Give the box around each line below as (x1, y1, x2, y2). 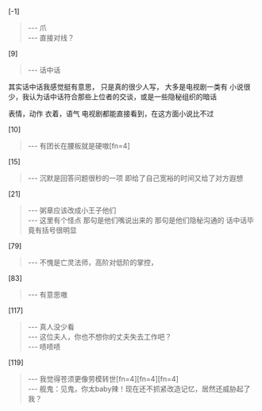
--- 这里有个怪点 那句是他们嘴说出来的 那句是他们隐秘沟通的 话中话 (27, 216, 248, 225)
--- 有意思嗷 (27, 290, 68, 299)
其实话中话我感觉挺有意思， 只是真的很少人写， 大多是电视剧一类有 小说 (8, 83, 244, 91)
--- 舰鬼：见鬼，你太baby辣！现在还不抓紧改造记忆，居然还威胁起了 (27, 384, 251, 394)
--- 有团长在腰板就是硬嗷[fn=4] (27, 141, 131, 150)
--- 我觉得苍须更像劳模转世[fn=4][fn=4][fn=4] (27, 375, 179, 383)
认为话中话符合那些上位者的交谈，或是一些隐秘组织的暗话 (29, 92, 217, 102)
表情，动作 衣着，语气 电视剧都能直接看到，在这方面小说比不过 (8, 109, 214, 118)
